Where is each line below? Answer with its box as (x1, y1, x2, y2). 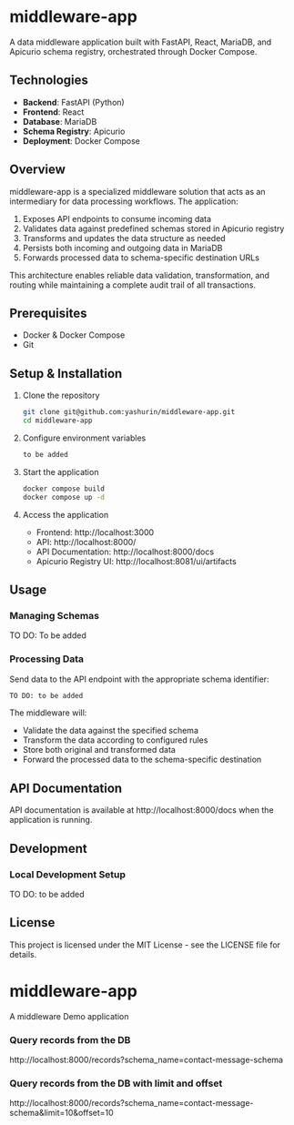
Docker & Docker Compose (22, 329, 126, 340)
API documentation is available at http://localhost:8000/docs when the (9, 805, 275, 816)
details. (9, 948, 37, 959)
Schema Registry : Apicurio (22, 126, 126, 137)
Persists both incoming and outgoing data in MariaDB (22, 242, 223, 253)
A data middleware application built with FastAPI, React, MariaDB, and (9, 36, 272, 47)
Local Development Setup (9, 867, 126, 880)
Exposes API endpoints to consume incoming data (22, 213, 212, 224)
